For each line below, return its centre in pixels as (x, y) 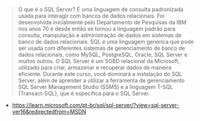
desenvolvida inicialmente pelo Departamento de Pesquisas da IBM (102, 22)
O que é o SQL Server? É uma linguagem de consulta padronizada (101, 9)
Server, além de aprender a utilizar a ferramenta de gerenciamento (101, 80)
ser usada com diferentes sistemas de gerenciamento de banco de (102, 48)
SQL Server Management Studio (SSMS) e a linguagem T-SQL (96, 87)
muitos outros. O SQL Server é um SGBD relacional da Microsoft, (99, 61)
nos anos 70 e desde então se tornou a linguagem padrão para (97, 29)
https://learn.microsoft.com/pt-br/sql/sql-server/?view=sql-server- (95, 105)
